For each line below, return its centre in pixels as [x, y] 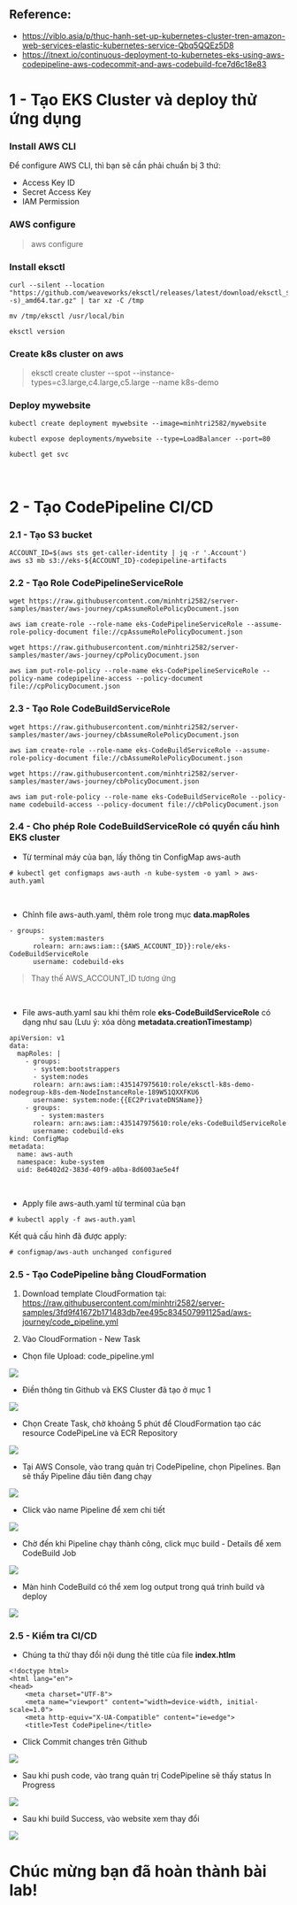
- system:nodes [61, 1076]
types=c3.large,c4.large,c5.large [90, 382]
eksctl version [37, 331]
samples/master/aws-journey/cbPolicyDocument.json [104, 781]
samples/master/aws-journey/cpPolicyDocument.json [104, 656]
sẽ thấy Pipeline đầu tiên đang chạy [87, 1477]
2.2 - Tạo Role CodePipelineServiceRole [96, 582]
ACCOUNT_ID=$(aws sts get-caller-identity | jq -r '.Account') [128, 552]
